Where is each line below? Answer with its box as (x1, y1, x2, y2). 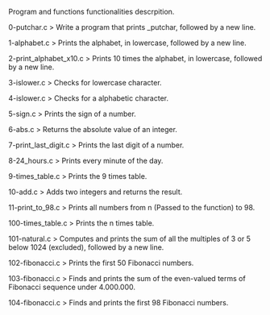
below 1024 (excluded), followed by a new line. (8, 242, 164, 252)
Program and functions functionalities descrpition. (8, 7, 175, 16)
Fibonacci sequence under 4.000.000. (8, 282, 135, 292)
